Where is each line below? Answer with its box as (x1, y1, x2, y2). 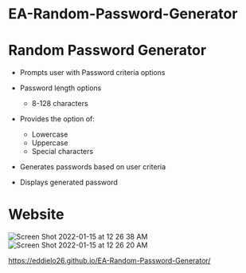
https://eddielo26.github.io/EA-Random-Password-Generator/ (8, 256, 211, 266)
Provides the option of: (19, 114, 96, 124)
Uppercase (31, 138, 68, 148)
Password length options (19, 83, 102, 93)
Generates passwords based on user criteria (19, 162, 166, 172)
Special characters (31, 147, 94, 156)
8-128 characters (31, 99, 89, 109)
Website (8, 205, 64, 224)
